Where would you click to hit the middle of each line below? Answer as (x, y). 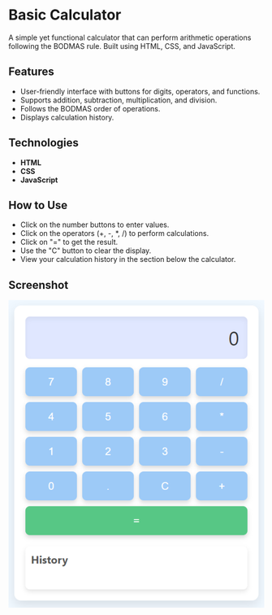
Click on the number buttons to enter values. (95, 225)
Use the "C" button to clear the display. (86, 251)
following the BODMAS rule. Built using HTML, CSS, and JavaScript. (122, 46)
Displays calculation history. (67, 117)
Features (31, 72)
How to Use (38, 205)
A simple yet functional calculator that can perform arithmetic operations (130, 37)
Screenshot (39, 285)
